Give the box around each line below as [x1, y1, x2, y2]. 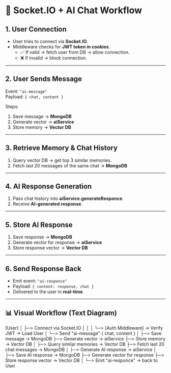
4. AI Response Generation [5, 182, 92, 191]
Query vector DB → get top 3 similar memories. [12, 157, 112, 163]
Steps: [5, 103, 19, 109]
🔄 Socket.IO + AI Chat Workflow [5, 5, 142, 16]
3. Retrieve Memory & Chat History [5, 144, 118, 152]
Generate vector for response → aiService [12, 239, 102, 246]
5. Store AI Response [5, 220, 73, 229]
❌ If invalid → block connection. [20, 55, 88, 61]
